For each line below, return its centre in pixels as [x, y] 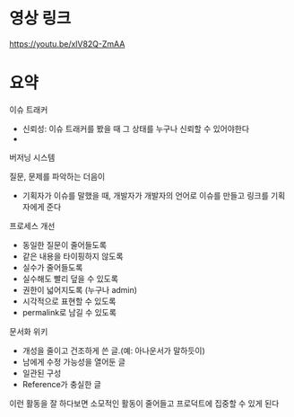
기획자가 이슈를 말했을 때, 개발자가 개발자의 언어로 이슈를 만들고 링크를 [145, 195]
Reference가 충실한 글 [61, 384]
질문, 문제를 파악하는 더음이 [57, 176]
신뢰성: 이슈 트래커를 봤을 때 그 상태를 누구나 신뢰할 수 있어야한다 [135, 129]
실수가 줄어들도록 [52, 267]
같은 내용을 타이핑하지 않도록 [73, 256]
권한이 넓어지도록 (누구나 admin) [79, 289]
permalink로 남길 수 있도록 [69, 312]
